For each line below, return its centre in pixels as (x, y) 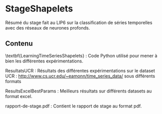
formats (13, 81)
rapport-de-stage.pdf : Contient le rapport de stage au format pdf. (73, 106)
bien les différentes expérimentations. (44, 61)
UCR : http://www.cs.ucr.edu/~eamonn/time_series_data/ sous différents (80, 76)
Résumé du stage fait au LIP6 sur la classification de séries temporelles (79, 22)
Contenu (19, 44)
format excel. (19, 96)
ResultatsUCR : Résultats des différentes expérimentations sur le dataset (80, 70)
